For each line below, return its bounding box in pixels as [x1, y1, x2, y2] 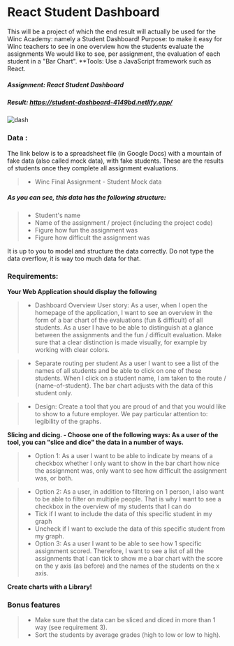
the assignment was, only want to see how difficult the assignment [34, 466, 227, 475]
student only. [34, 388, 73, 397]
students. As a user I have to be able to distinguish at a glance [34, 323, 214, 332]
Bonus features [7, 600, 61, 610]
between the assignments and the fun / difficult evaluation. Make [34, 330, 222, 339]
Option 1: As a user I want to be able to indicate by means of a [34, 451, 213, 460]
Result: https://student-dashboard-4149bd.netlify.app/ [7, 98, 173, 106]
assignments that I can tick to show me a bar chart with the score [34, 554, 224, 562]
